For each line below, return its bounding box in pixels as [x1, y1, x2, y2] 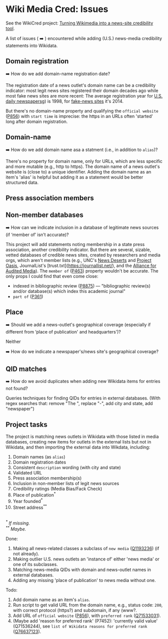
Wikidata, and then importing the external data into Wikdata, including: [5, 444, 151, 450]
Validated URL [12, 470, 42, 476]
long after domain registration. [5, 118, 68, 124]
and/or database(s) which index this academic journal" [12, 288, 126, 294]
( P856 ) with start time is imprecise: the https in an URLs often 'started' [5, 113, 154, 119]
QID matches [5, 364, 47, 373]
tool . [5, 25, 15, 31]
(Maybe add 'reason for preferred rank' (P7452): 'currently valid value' [12, 618, 158, 624]
